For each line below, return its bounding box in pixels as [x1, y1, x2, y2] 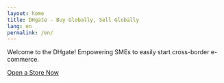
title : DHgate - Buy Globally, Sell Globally [7, 16, 139, 23]
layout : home [7, 10, 45, 17]
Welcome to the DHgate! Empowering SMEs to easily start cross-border [7, 48, 210, 56]
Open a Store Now [7, 69, 60, 77]
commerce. [7, 56, 40, 64]
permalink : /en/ [7, 29, 53, 36]
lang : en [7, 23, 32, 29]
